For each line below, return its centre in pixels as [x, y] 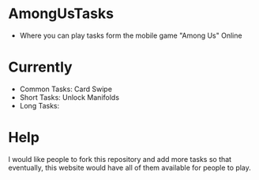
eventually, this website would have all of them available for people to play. [129, 167]
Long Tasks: [39, 105]
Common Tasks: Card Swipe [66, 89]
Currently [40, 67]
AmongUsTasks [61, 14]
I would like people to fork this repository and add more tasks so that [120, 159]
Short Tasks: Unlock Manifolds [69, 97]
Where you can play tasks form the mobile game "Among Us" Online [131, 35]
